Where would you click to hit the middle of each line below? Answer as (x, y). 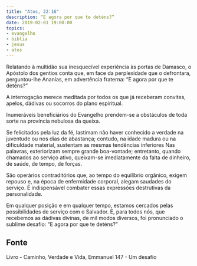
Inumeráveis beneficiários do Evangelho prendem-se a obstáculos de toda (97, 114)
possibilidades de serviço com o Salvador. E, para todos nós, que (86, 211)
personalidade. (24, 194)
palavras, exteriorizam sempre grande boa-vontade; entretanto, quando (93, 151)
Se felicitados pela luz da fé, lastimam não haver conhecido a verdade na (95, 132)
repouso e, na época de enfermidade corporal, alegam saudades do (89, 181)
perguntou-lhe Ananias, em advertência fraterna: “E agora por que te (90, 79)
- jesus (16, 45)
